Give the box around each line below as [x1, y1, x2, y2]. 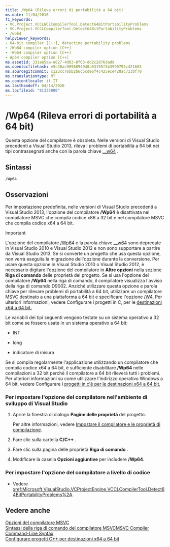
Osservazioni [5, 190, 49, 199]
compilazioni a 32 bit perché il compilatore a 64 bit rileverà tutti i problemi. [5, 370, 161, 377]
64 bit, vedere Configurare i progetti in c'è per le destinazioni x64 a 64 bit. [5, 381, 161, 387]
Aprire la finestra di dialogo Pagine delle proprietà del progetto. [12, 412, 146, 418]
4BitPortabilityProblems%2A [12, 492, 73, 498]
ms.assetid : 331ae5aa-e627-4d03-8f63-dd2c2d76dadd [5, 60, 115, 65]
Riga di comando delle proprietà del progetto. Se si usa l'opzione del [5, 272, 149, 278]
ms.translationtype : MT [5, 74, 56, 79]
